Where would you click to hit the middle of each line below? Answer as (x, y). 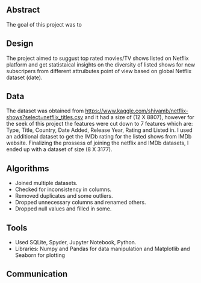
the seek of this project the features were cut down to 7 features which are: (100, 124)
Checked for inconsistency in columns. (63, 189)
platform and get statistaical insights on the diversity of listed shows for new (101, 64)
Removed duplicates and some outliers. (64, 196)
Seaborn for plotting (40, 255)
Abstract (23, 10)
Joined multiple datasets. (46, 183)
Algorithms (28, 168)
